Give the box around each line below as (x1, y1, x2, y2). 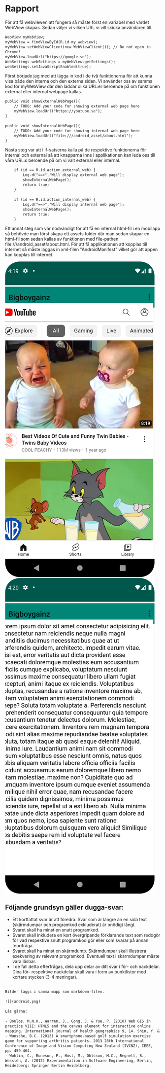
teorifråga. (12, 942, 34, 948)
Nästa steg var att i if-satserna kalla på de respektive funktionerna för (5, 146, 146, 153)
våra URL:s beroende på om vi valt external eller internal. (5, 157, 121, 163)
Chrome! (5, 49, 21, 54)
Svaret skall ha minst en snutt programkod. (12, 927, 99, 932)
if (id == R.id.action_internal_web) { (14, 197, 96, 202)
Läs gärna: (5, 1009, 28, 1014)
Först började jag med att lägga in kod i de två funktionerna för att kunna (5, 72, 153, 79)
